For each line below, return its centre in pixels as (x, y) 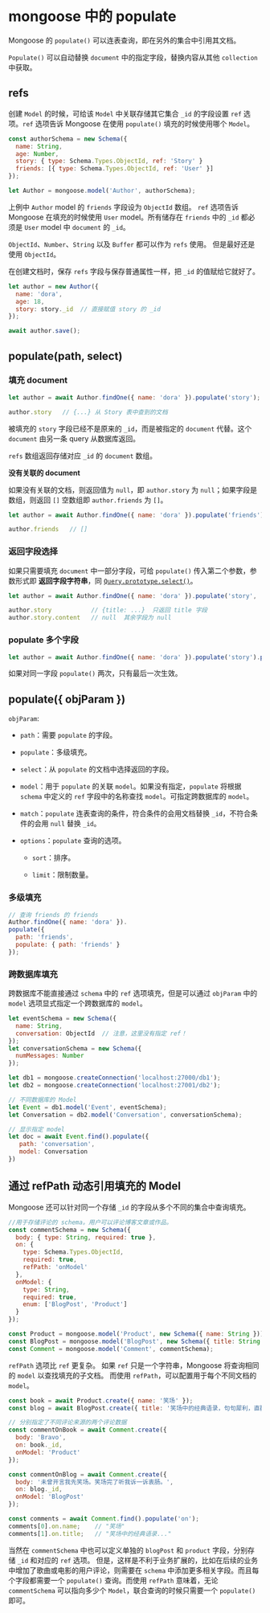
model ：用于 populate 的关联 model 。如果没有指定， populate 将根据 (131, 786)
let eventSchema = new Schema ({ (62, 1019)
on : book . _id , (39, 1445)
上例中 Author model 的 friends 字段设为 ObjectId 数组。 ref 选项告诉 (124, 207)
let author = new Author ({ (53, 286)
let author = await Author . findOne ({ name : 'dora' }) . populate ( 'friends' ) (136, 515)
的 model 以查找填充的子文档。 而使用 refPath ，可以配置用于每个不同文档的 (133, 1375)
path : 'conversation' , (57, 1144)
